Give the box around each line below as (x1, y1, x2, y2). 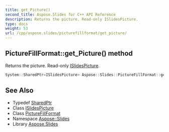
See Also (5, 86, 34, 95)
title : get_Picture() (5, 7, 51, 13)
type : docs (5, 21, 28, 27)
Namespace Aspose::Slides (12, 115, 70, 121)
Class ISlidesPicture (12, 105, 54, 111)
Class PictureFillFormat (12, 110, 61, 116)
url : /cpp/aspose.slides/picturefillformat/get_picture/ (5, 31, 127, 36)
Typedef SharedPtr (12, 99, 52, 105)
